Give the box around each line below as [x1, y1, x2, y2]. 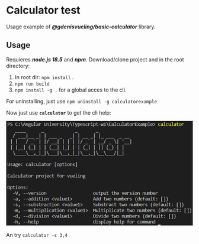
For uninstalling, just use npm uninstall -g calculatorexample [6, 97, 158, 105]
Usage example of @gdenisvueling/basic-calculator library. [6, 23, 156, 30]
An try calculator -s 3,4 [6, 232, 68, 239]
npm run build [14, 81, 50, 87]
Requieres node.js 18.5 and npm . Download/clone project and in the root [6, 56, 185, 63]
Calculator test [6, 4, 81, 17]
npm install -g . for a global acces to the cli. [14, 86, 127, 93]
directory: [6, 62, 30, 69]
